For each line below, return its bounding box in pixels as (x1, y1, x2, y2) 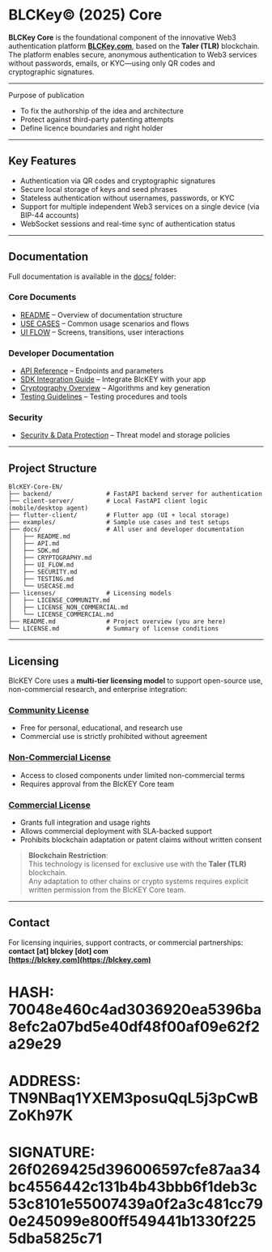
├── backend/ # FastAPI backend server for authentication (8, 490, 263, 498)
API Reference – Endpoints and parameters (19, 366, 164, 376)
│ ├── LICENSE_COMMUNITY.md (8, 596, 111, 605)
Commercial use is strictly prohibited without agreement (19, 732, 208, 741)
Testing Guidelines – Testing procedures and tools (19, 391, 188, 402)
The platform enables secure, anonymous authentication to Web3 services (8, 49, 257, 59)
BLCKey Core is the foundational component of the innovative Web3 (8, 32, 236, 42)
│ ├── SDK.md (8, 547, 60, 555)
